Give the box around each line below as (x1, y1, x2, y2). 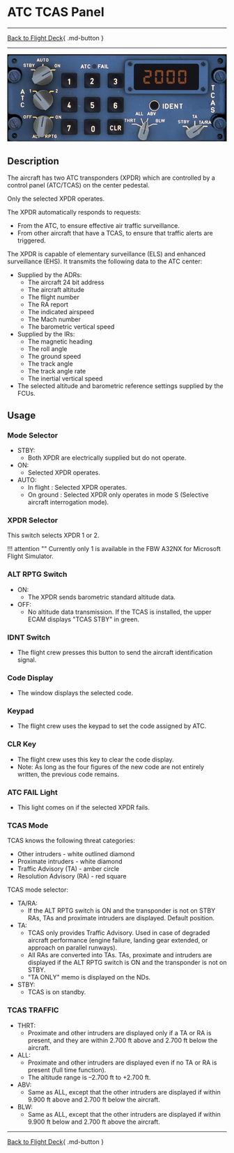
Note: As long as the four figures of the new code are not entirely (17, 762, 204, 771)
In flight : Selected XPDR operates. (27, 483, 127, 491)
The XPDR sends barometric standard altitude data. (27, 593, 176, 601)
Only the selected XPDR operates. (7, 194, 105, 203)
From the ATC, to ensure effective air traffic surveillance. (17, 222, 180, 230)
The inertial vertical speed (27, 374, 103, 383)
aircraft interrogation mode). (27, 497, 109, 506)
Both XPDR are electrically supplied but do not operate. (27, 454, 187, 462)
